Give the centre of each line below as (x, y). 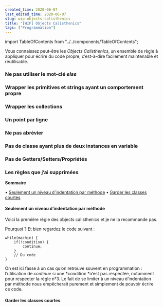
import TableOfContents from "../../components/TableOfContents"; (72, 42)
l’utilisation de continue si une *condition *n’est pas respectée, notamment (80, 274)
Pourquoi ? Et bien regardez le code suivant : (50, 229)
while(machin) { (21, 238)
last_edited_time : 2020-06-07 (36, 14)
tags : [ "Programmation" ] (30, 28)
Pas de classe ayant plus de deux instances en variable (72, 146)
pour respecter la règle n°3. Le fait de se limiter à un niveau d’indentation (78, 279)
